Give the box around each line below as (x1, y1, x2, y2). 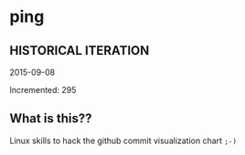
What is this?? (9, 111, 92, 127)
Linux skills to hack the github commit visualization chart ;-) (9, 135, 238, 146)
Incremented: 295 (9, 85, 77, 95)
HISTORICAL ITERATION (9, 43, 150, 58)
